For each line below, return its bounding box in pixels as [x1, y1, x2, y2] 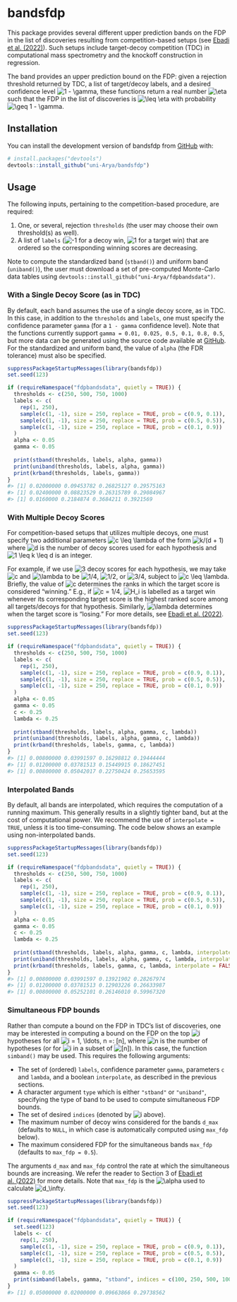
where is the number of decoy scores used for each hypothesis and [7, 544, 217, 552]
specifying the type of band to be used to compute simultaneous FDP [17, 1095, 220, 1103]
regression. [7, 58, 40, 66]
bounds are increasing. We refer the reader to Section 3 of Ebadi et [7, 1168, 202, 1178]
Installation [7, 122, 58, 135]
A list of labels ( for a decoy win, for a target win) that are [17, 236, 209, 245]
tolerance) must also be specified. [7, 351, 107, 360]
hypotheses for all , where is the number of [7, 1036, 208, 1045]
